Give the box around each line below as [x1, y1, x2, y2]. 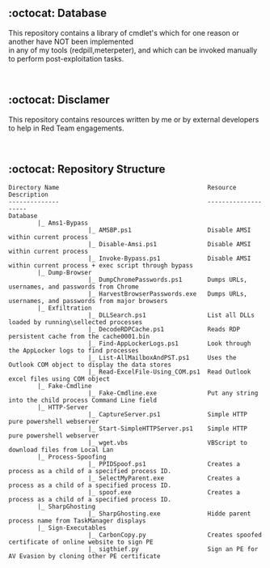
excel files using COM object [8, 375, 111, 383]
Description [8, 190, 49, 199]
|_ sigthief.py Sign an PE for [87, 545, 259, 553]
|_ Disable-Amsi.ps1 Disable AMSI [87, 241, 251, 249]
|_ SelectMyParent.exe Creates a [87, 474, 241, 483]
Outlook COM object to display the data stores [8, 361, 172, 369]
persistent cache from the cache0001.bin [8, 332, 150, 341]
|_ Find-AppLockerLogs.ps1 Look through [87, 340, 251, 348]
